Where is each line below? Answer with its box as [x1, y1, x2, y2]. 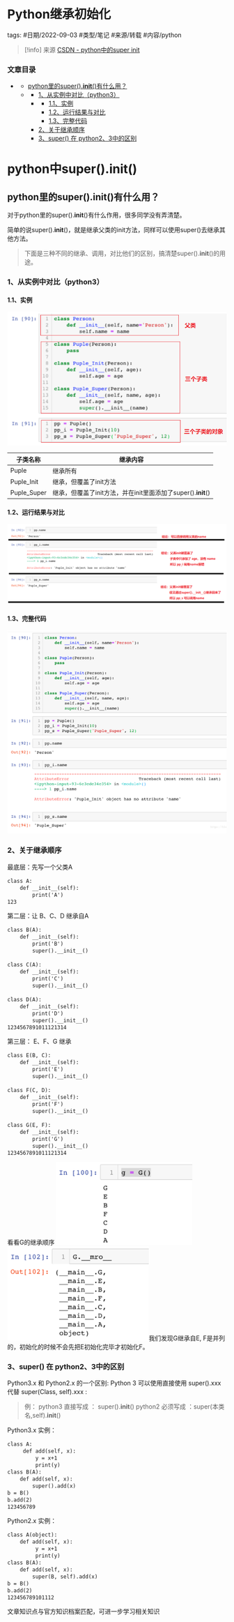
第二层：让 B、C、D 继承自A [7, 911, 89, 920]
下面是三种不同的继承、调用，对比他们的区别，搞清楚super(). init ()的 [24, 249, 220, 258]
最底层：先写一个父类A [7, 863, 73, 871]
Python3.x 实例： [7, 1425, 57, 1434]
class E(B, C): [7, 1052, 52, 1059]
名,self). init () [24, 1411, 61, 1419]
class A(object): [7, 1531, 58, 1538]
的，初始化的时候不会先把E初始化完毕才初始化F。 [7, 1342, 149, 1351]
